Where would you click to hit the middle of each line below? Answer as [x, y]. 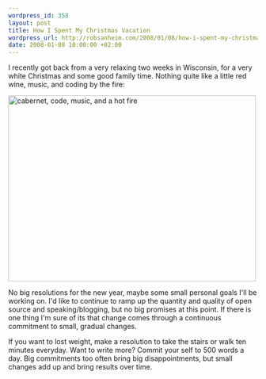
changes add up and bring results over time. [80, 367]
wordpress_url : [33, 38]
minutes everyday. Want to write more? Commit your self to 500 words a [126, 350]
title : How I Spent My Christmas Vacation [79, 30]
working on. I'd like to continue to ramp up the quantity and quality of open [130, 301]
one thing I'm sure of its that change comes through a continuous [115, 318]
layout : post [30, 23]
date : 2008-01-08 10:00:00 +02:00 [65, 45]
